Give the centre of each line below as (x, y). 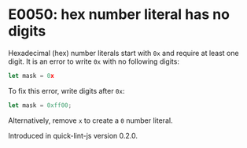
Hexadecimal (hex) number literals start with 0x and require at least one (124, 53)
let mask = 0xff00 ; (40, 105)
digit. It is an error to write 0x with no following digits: (94, 61)
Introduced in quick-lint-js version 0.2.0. (73, 135)
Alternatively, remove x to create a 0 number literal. (90, 120)
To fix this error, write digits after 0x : (66, 91)
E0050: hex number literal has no (119, 15)
